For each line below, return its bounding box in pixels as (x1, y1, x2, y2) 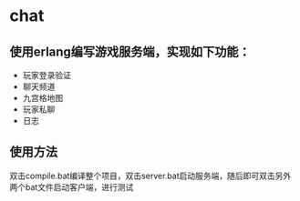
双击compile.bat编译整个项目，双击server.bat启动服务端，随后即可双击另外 (9, 170, 292, 181)
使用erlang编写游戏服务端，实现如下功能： (9, 44, 251, 59)
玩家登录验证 (22, 70, 71, 80)
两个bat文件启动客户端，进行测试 (9, 181, 134, 192)
